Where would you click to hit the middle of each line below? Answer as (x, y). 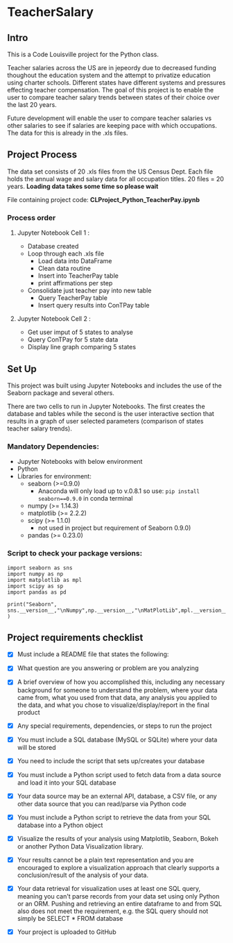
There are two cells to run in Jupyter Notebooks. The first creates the (106, 406)
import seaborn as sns (40, 568)
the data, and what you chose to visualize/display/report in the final (113, 705)
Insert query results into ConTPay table (94, 306)
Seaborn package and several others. (61, 392)
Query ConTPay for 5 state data (73, 340)
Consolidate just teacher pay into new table (89, 291)
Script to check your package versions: (75, 553)
